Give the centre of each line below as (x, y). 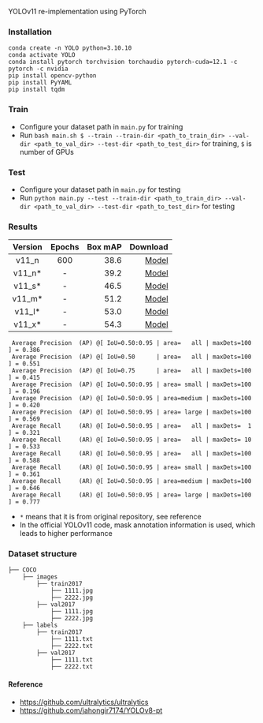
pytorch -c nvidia (38, 69)
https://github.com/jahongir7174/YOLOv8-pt (91, 710)
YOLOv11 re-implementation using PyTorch (78, 11)
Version (28, 247)
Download (149, 247)
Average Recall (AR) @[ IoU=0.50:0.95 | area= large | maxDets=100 (131, 495)
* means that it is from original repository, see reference (111, 517)
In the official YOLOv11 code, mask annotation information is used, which (137, 525)
